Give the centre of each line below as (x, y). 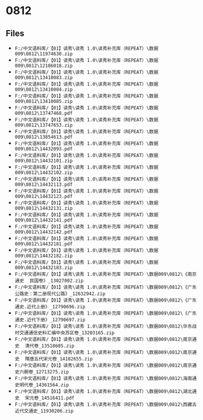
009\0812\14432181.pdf (44, 244)
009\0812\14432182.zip (44, 256)
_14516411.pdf (56, 398)
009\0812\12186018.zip (44, 66)
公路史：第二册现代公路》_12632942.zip (60, 294)
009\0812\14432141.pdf (44, 220)
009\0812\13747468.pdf (44, 113)
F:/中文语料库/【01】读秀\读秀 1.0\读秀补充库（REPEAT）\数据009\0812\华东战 (105, 326)
